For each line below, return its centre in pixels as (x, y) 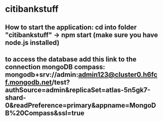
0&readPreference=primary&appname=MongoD (81, 105)
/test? (61, 82)
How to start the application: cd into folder (71, 27)
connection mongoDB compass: (55, 67)
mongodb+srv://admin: (42, 75)
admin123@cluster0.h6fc (118, 75)
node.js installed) (32, 43)
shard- (16, 98)
